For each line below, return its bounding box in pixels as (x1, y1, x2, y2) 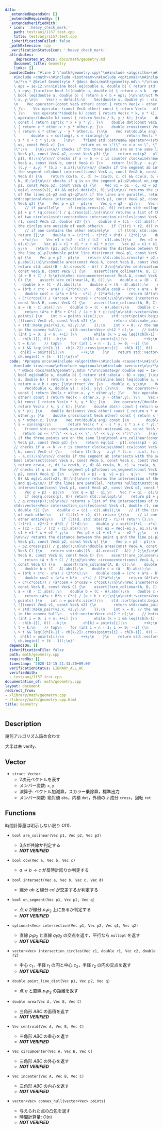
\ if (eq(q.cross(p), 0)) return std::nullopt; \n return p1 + (14, 494, 155, 499)
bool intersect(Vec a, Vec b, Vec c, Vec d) (12, 878, 104, 883)
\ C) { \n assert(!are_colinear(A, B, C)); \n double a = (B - (14, 278, 153, 283)
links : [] (14, 66, 34, 71)
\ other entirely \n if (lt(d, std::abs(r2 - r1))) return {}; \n (14, 517, 153, 522)
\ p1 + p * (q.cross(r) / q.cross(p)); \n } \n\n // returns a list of (14, 210, 153, 215)
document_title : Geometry (14, 61, 66, 66)
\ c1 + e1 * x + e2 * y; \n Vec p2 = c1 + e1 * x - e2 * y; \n (14, 530, 147, 535)
